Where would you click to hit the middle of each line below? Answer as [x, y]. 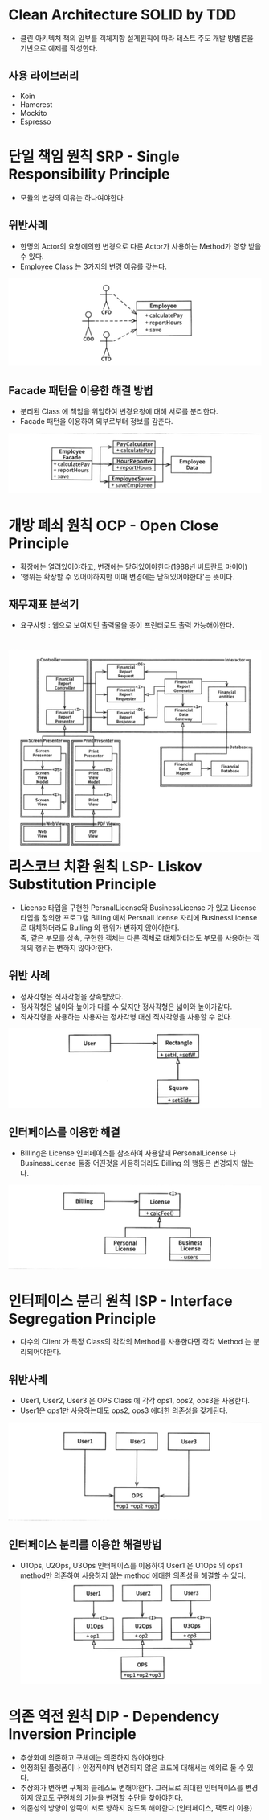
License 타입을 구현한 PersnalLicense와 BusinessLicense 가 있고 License [138, 908]
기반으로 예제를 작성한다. [59, 48]
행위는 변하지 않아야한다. [74, 948]
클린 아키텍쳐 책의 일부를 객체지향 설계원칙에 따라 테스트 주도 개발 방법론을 [137, 38]
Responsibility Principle [89, 174]
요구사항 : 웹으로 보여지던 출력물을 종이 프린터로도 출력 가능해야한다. [127, 625]
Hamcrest [36, 104]
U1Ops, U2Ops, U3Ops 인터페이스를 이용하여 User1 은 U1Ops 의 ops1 [131, 1566]
